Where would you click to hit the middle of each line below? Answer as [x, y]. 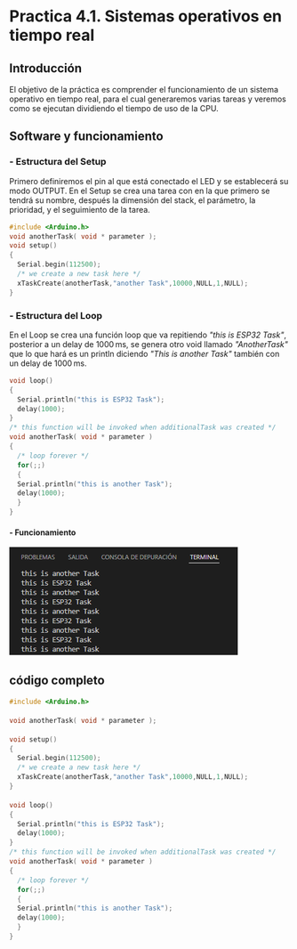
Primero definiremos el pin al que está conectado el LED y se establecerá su [149, 181]
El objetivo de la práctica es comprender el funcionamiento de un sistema [144, 89]
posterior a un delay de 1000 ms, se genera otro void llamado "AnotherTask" [149, 344]
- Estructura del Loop [56, 315]
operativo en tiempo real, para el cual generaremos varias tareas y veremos [148, 99]
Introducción [46, 68]
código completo [57, 680]
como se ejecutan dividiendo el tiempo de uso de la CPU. [114, 108]
